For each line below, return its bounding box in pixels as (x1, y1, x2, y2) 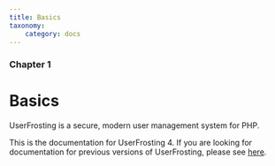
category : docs (25, 29, 81, 38)
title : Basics (9, 12, 62, 22)
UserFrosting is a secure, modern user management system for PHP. (9, 120, 260, 131)
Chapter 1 (9, 58, 51, 71)
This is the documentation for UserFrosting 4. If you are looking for (9, 138, 253, 148)
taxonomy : (9, 21, 46, 30)
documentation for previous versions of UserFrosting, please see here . (9, 147, 267, 157)
